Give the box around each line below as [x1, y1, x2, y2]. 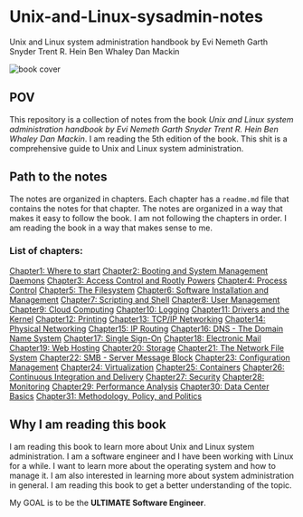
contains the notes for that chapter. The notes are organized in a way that [9, 202, 283, 214]
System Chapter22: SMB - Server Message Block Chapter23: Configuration [9, 352, 291, 363]
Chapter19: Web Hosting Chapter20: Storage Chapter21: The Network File [9, 342, 285, 353]
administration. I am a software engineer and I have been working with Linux [9, 451, 294, 462]
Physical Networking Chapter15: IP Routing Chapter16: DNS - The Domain [9, 323, 283, 334]
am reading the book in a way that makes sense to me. [9, 222, 213, 233]
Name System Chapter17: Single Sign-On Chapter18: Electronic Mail [9, 333, 262, 344]
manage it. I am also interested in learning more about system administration [9, 470, 295, 481]
